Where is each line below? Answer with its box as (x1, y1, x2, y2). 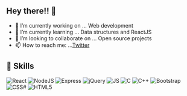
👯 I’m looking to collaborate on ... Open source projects (14, 34, 152, 42)
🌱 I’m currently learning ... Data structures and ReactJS (14, 28, 152, 35)
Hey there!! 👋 (6, 6, 57, 16)
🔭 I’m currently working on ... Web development (14, 22, 134, 29)
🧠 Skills (6, 61, 34, 71)
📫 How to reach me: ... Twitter (14, 41, 90, 49)
